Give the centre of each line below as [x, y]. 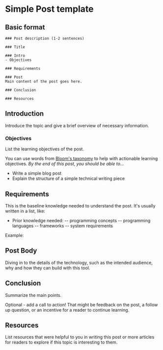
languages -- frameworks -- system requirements [62, 226]
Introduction [25, 114]
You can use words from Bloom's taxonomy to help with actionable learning [81, 159]
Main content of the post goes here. [44, 82]
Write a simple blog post [37, 174]
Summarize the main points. [33, 295]
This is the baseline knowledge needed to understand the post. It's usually [80, 205]
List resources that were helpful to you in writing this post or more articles [80, 337]
